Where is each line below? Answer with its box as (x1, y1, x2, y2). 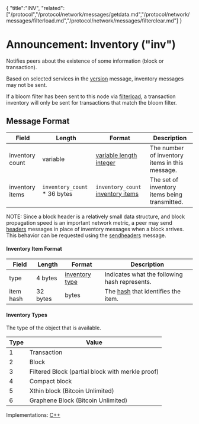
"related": (41, 5, 65, 11)
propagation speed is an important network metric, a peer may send (6, 219, 173, 226)
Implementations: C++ (6, 412, 61, 419)
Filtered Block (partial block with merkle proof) (29, 368, 159, 376)
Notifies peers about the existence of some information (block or (6, 57, 164, 64)
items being (150, 190, 182, 199)
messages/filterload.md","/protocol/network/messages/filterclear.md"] (6, 17, 179, 24)
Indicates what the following (104, 270, 183, 279)
